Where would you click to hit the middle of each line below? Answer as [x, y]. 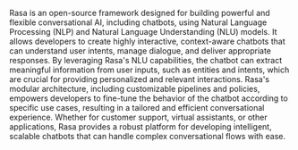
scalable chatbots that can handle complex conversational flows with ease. [148, 136]
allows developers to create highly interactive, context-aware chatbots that [148, 41]
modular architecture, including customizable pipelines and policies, [135, 89]
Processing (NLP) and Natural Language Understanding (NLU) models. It [143, 32]
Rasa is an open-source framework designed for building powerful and [140, 13]
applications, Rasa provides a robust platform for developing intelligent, [140, 127]
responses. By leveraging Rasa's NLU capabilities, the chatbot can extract [146, 60]
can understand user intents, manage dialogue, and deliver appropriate [140, 51]
